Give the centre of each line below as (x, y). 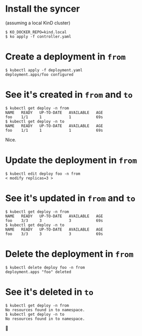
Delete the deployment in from (69, 254)
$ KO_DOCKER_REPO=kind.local (36, 32)
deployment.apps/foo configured (39, 74)
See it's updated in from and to (70, 198)
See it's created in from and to (69, 95)
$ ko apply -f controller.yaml (38, 36)
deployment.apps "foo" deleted (38, 272)
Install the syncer (43, 9)
